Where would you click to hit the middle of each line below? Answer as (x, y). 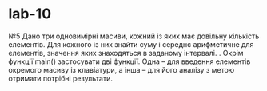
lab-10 (30, 14)
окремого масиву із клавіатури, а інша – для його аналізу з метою (122, 69)
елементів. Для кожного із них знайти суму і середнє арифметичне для (131, 44)
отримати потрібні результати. (61, 78)
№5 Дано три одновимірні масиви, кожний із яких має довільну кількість (134, 36)
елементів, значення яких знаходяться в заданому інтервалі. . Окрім (126, 53)
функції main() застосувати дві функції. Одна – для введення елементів (130, 61)
